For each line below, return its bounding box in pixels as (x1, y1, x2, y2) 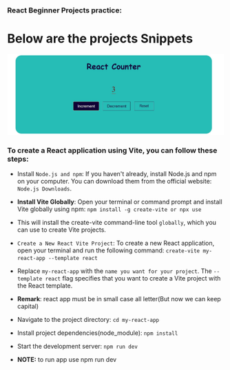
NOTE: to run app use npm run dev (17, 356, 117, 364)
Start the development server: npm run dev (17, 342, 138, 351)
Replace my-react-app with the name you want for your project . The (17, 267, 212, 275)
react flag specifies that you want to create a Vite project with (45, 274, 221, 283)
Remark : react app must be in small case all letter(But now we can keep (17, 295, 222, 303)
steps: (7, 154, 29, 164)
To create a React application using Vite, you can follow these (7, 145, 218, 155)
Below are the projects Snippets (7, 31, 194, 47)
